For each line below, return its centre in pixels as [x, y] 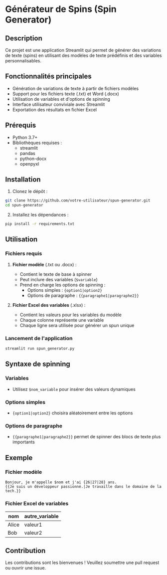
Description [24, 38]
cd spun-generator [24, 205]
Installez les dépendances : [40, 215]
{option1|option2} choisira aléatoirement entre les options [73, 413]
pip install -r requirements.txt [40, 224]
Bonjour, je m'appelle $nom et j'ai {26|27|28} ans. [61, 482]
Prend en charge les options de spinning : [63, 285]
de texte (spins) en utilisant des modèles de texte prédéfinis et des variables [83, 55]
